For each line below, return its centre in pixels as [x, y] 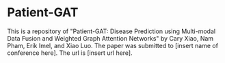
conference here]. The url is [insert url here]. [70, 53]
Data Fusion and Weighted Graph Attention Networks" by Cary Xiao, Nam [110, 38]
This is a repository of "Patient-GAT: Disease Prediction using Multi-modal [111, 31]
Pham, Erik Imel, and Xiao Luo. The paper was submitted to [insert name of [113, 45]
